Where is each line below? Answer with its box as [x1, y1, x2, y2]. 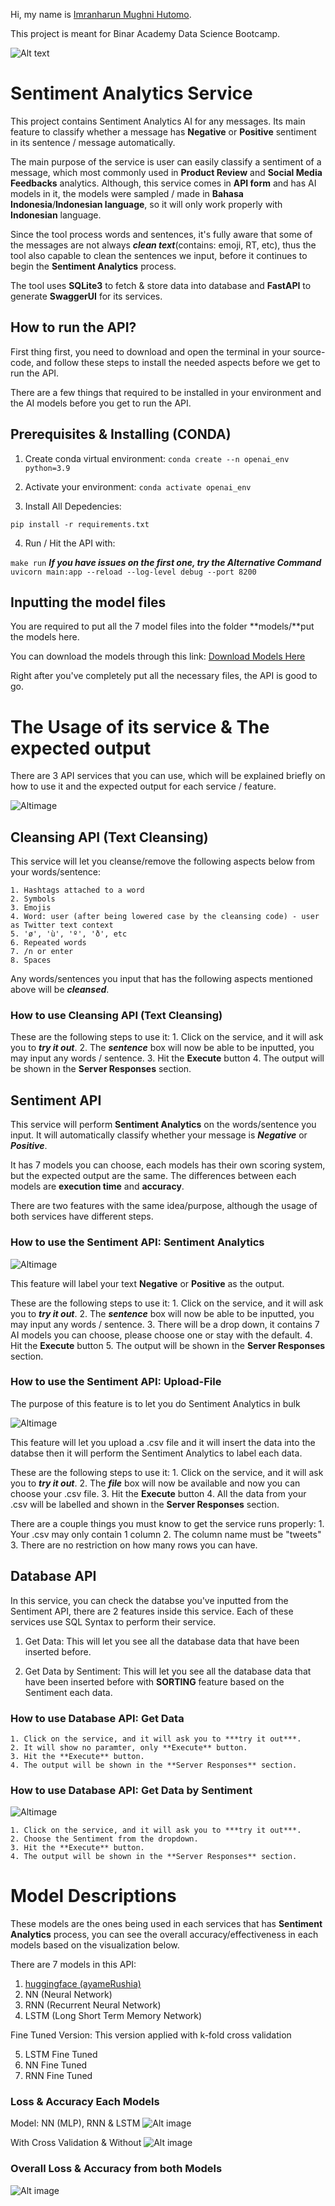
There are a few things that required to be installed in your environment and [10, 386, 322, 398]
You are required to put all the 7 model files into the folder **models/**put [10, 620, 315, 633]
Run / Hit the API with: [24, 537, 116, 549]
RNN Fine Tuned [24, 2070, 93, 2082]
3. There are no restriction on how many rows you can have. [10, 1539, 258, 1551]
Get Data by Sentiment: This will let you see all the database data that [24, 1665, 312, 1677]
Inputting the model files [10, 594, 167, 611]
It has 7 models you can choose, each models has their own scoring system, [10, 1159, 326, 1171]
